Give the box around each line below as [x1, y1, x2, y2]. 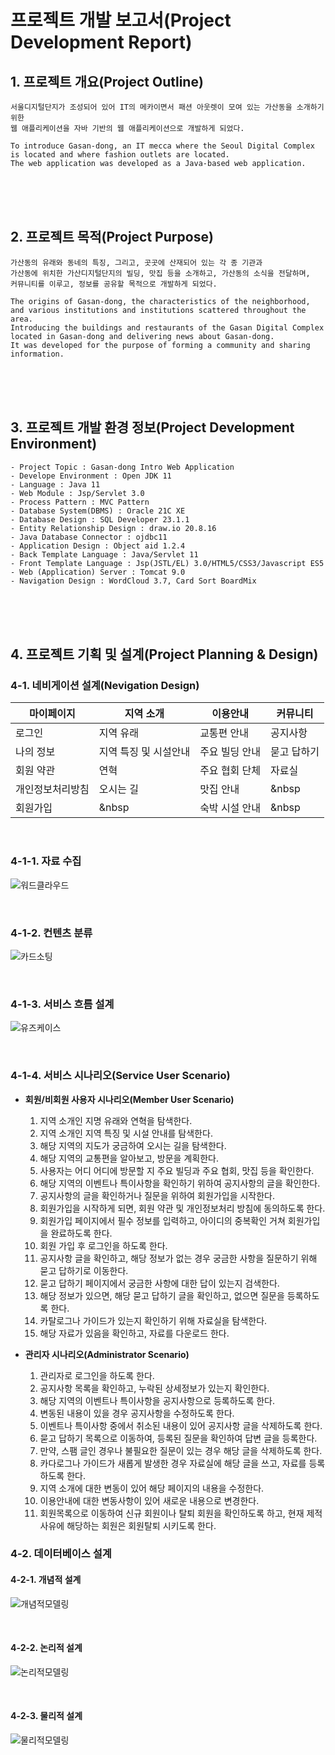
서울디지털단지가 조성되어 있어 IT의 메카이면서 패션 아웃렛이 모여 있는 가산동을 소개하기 [10, 102, 325, 112]
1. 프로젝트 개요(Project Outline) [10, 73, 204, 90]
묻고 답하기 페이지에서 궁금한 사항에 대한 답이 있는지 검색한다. [39, 1277, 280, 1289]
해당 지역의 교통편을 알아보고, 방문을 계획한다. [39, 1152, 219, 1164]
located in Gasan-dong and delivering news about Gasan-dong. [10, 331, 275, 341]
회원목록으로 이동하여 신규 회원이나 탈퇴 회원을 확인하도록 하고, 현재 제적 [39, 1507, 323, 1519]
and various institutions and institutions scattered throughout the [10, 305, 307, 315]
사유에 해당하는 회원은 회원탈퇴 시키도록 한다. [39, 1519, 217, 1531]
